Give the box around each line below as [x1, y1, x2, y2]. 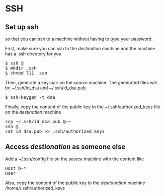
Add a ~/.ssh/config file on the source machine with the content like [5, 156, 144, 162]
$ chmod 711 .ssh [5, 70, 47, 76]
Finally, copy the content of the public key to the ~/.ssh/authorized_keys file [5, 104, 161, 110]
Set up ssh [5, 23, 39, 31]
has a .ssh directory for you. [5, 51, 63, 57]
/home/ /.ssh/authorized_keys [5, 185, 65, 191]
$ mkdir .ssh [5, 65, 37, 71]
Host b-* [5, 165, 26, 171]
